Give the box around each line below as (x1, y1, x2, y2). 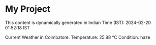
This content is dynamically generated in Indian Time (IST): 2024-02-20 (5, 20, 151, 25)
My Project (5, 3, 51, 15)
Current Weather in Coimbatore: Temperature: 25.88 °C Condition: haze (5, 34, 151, 40)
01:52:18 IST (5, 24, 30, 30)
